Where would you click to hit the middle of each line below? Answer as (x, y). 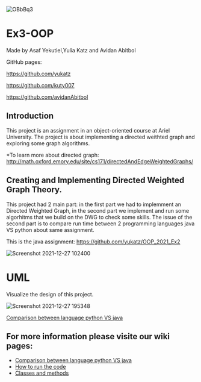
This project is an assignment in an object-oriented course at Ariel (88, 130)
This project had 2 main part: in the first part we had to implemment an (94, 204)
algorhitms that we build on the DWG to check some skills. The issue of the (99, 217)
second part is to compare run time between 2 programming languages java (100, 224)
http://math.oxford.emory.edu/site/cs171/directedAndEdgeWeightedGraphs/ (100, 161)
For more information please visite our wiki (88, 337)
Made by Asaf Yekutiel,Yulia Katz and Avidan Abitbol (71, 50)
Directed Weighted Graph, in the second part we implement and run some (98, 210)
